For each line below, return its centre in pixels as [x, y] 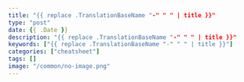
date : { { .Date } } [38, 30]
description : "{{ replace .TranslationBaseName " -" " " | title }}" [122, 37]
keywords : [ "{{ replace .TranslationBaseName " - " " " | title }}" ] [121, 45]
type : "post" [29, 23]
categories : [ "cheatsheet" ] [54, 52]
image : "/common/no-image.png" [59, 66]
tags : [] [22, 59]
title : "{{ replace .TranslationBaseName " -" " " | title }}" [112, 15]
